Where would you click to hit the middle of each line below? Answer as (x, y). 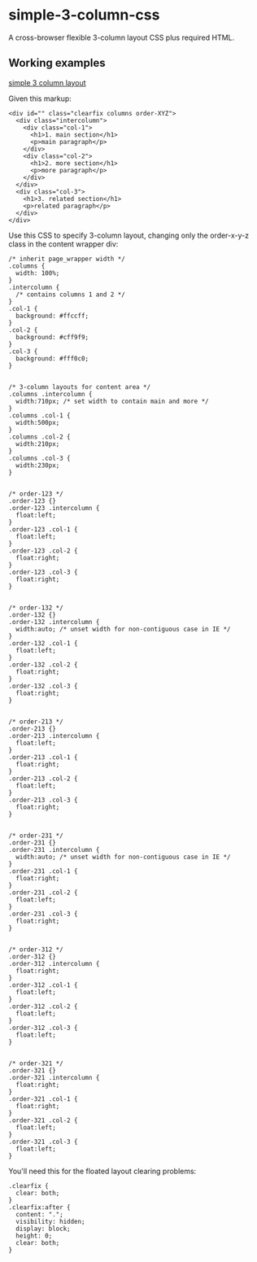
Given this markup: (40, 98)
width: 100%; (38, 273)
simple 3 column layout (48, 82)
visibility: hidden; (50, 1221)
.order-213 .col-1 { (44, 757)
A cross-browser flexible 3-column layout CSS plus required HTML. (122, 37)
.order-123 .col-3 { (44, 572)
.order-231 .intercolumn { (54, 849)
